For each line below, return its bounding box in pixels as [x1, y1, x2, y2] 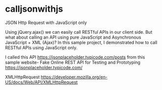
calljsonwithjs [5, 3, 63, 15]
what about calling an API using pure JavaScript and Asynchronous [5, 34, 141, 40]
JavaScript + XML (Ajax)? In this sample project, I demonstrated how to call [5, 39, 158, 45]
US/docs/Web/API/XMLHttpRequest [5, 79, 78, 85]
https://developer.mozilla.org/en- [41, 74, 108, 80]
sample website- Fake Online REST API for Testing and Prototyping [5, 59, 141, 65]
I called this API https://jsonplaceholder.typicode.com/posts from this [5, 54, 145, 60]
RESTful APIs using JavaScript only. [5, 45, 78, 50]
